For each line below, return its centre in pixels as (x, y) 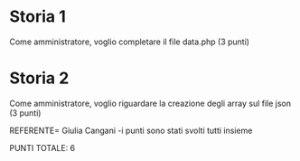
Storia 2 (39, 78)
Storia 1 (37, 17)
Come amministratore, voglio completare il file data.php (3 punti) (130, 42)
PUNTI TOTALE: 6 (42, 147)
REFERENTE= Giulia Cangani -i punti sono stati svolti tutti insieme (131, 130)
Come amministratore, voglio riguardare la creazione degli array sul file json (150, 103)
